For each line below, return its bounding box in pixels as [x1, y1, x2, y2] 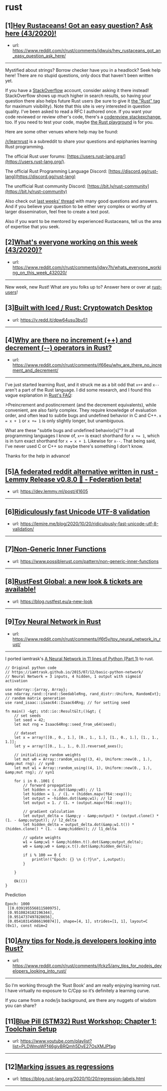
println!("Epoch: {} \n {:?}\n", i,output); [31, 857, 126, 862]
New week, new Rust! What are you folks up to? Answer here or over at [5, 284, 151, 290]
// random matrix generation [5, 696, 66, 701]
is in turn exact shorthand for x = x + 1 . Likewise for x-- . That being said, [5, 438, 157, 444]
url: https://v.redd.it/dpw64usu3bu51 [12, 317, 88, 323]
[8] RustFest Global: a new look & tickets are [5, 577, 143, 586]
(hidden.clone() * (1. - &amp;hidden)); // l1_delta [5, 826, 117, 831]
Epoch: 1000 [5, 901, 30, 906]
